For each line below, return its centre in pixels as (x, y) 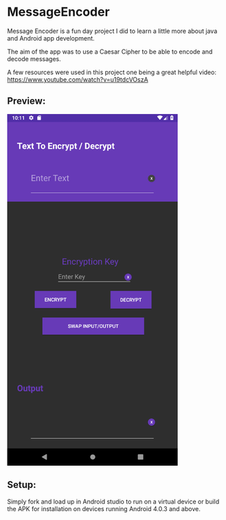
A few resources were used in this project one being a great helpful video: (112, 72)
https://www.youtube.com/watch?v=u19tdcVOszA (78, 79)
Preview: (26, 101)
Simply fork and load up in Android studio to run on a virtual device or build (113, 501)
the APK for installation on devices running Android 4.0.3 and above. (104, 508)
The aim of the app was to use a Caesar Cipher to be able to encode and (110, 52)
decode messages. (34, 58)
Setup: (22, 485)
